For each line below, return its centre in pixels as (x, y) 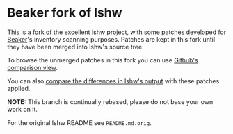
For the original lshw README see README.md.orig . (79, 122)
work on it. (23, 109)
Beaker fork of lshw (65, 13)
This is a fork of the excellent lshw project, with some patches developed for (117, 32)
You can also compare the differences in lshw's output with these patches (113, 81)
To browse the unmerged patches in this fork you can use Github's (103, 60)
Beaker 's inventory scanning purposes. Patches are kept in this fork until (111, 39)
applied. (19, 88)
